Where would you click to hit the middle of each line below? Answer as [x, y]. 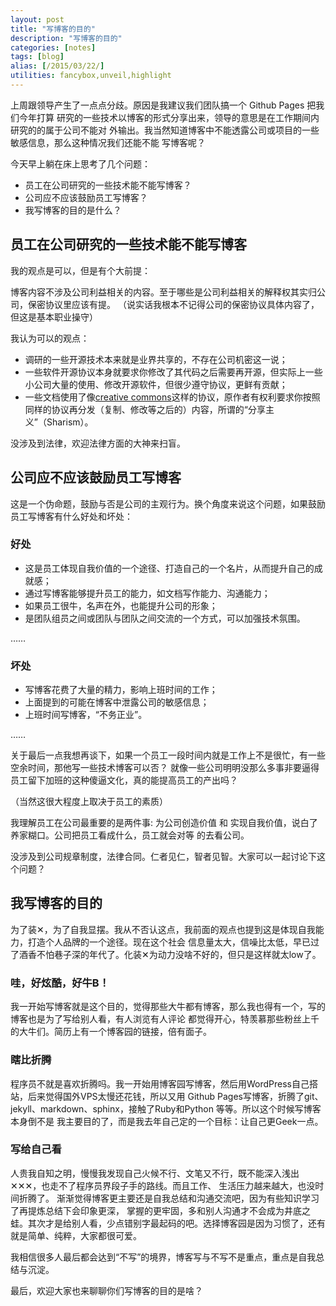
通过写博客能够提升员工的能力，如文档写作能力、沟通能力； [147, 593]
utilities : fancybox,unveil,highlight [91, 76]
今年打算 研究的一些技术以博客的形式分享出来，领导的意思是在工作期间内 [169, 117]
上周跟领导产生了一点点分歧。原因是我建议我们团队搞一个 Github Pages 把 [163, 105]
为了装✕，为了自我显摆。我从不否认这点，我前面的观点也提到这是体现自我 [163, 929]
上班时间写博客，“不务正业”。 [86, 715]
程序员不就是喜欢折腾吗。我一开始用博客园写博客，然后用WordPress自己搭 [164, 1083]
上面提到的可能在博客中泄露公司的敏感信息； [117, 702]
